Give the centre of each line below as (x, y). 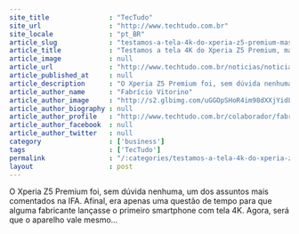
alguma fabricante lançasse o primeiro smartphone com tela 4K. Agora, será (149, 211)
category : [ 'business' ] (87, 141)
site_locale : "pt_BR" (77, 34)
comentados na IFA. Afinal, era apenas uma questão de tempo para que (141, 201)
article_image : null (71, 59)
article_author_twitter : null (71, 133)
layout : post (71, 166)
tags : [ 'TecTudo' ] (85, 149)
